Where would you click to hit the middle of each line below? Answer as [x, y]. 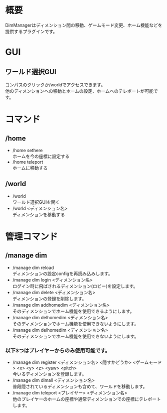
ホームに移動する [30, 168]
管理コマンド [32, 237]
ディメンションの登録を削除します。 [49, 299]
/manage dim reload [33, 267]
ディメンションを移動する [38, 214]
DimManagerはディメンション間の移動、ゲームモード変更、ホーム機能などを [84, 25]
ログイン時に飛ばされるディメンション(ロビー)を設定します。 [75, 286]
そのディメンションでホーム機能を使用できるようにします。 [73, 311]
